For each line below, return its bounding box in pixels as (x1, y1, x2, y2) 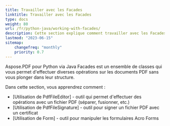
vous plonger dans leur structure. (5, 74, 75, 80)
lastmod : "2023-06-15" (5, 36, 53, 41)
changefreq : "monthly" (14, 45, 62, 50)
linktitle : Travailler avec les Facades (5, 12, 92, 17)
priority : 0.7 (14, 49, 44, 54)
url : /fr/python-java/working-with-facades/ (5, 26, 101, 31)
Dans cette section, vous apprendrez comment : (5, 84, 106, 90)
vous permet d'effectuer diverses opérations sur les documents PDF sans (5, 69, 159, 75)
